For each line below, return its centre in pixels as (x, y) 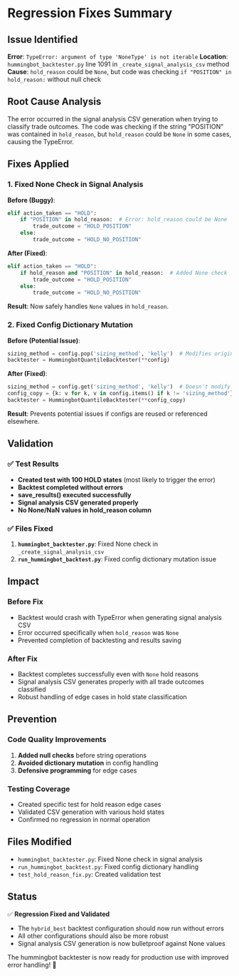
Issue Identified (43, 40)
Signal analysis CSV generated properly (78, 502)
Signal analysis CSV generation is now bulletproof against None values (121, 943)
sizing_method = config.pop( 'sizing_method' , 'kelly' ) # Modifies (110, 354)
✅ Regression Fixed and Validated (59, 914)
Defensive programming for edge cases (77, 770)
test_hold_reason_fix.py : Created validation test (89, 874)
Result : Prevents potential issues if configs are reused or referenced (107, 413)
